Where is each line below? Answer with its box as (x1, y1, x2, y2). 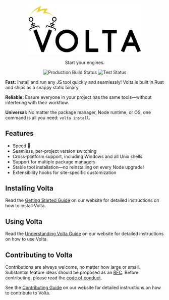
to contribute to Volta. (5, 290, 50, 296)
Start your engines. (65, 59, 105, 66)
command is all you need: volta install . (5, 114, 91, 121)
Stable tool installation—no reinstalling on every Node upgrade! (12, 164, 144, 170)
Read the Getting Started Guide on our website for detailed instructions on (5, 197, 159, 203)
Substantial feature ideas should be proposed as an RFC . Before (5, 269, 139, 276)
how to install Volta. (5, 203, 46, 209)
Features (5, 129, 34, 138)
